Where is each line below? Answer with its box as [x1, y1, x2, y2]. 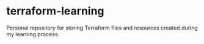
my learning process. [6, 30, 60, 37]
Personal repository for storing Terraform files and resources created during [6, 24, 199, 31]
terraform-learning [6, 4, 105, 18]
